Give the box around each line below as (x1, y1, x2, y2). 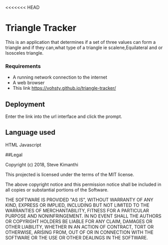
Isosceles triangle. (5, 50, 44, 56)
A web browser (12, 80, 45, 86)
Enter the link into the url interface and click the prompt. (5, 113, 122, 119)
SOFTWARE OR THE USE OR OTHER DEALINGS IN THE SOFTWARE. (5, 234, 148, 240)
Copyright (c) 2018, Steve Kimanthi (5, 161, 78, 167)
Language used (5, 128, 56, 137)
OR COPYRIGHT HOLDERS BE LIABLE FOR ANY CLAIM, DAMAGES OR (5, 218, 153, 224)
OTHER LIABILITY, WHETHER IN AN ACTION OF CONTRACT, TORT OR (5, 224, 154, 230)
